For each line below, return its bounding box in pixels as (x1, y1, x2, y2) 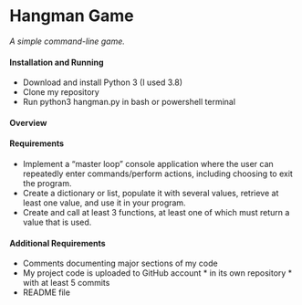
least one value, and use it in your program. (22, 197, 186, 208)
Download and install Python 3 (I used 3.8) (22, 77, 183, 88)
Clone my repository (22, 87, 100, 98)
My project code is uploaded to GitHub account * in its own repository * (22, 268, 293, 279)
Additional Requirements (9, 237, 107, 248)
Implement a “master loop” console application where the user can (22, 158, 274, 169)
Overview (9, 117, 47, 128)
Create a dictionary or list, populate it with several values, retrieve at (22, 187, 279, 198)
